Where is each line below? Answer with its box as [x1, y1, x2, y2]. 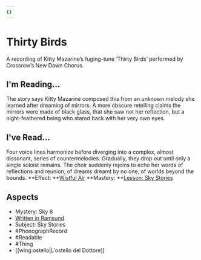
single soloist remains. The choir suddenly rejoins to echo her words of [6, 162, 183, 169]
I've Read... [6, 132, 50, 143]
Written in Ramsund [15, 214, 65, 222]
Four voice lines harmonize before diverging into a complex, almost [6, 148, 174, 156]
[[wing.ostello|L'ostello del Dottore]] [15, 247, 105, 254]
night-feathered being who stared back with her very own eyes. [6, 115, 165, 122]
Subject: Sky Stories [15, 221, 66, 228]
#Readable [15, 234, 42, 241]
